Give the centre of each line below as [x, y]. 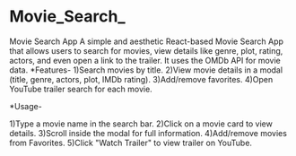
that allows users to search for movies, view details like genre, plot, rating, [146, 50]
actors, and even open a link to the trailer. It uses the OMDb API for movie [145, 60]
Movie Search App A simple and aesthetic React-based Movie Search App [147, 41]
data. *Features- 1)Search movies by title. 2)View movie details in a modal [146, 70]
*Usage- [26, 106]
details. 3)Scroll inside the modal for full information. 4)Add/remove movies [148, 133]
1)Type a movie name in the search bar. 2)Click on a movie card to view [141, 124]
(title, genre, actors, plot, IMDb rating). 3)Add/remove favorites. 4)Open [141, 79]
